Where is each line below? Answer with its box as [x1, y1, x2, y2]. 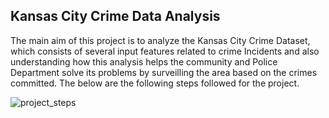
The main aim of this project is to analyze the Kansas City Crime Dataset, [10, 34, 311, 46]
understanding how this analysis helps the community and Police [10, 55, 278, 68]
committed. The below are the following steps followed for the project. [10, 77, 300, 89]
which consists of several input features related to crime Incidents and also [10, 45, 320, 57]
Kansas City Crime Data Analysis [10, 8, 221, 25]
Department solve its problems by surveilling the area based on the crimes [10, 66, 318, 78]
